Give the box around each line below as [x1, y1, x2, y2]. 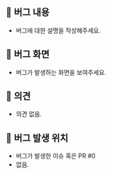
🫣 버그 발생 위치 [6, 132, 69, 144]
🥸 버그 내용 [6, 6, 50, 19]
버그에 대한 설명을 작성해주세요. [15, 26, 101, 35]
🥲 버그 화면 [6, 48, 50, 60]
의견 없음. [15, 110, 42, 118]
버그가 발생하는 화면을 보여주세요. [15, 68, 107, 76]
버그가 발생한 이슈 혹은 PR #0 [15, 151, 96, 160]
